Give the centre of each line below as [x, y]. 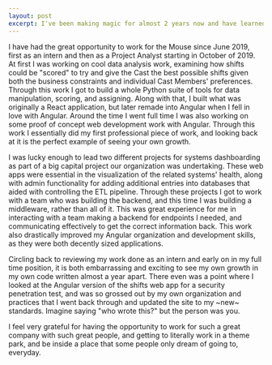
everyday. [25, 352]
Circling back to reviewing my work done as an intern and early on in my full [135, 259]
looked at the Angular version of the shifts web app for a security [117, 285]
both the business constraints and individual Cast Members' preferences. [131, 81]
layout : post [30, 16]
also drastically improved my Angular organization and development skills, [132, 234]
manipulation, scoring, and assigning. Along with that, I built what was [125, 98]
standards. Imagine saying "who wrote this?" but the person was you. [124, 311]
